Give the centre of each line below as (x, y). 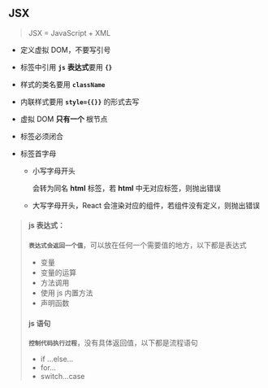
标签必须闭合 (41, 136)
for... (48, 368)
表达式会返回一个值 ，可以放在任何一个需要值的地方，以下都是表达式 (137, 245)
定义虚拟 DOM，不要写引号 (65, 50)
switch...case (63, 377)
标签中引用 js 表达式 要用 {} (66, 67)
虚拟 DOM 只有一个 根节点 (64, 119)
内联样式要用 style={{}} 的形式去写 (80, 102)
